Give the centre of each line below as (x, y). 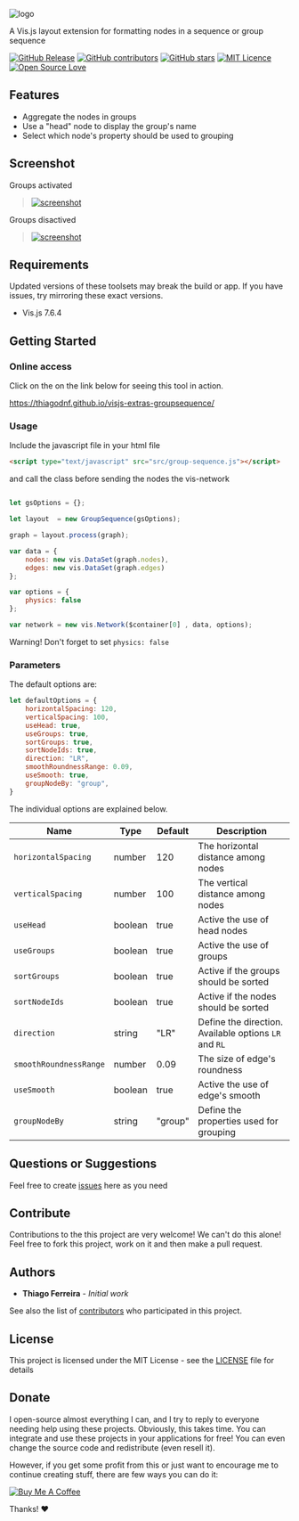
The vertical (223, 882)
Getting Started (53, 341)
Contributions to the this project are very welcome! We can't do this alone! (145, 1235)
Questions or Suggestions (83, 1164)
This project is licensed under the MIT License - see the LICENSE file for (141, 1360)
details (21, 1370)
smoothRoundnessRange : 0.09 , (79, 767)
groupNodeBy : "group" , (67, 783)
